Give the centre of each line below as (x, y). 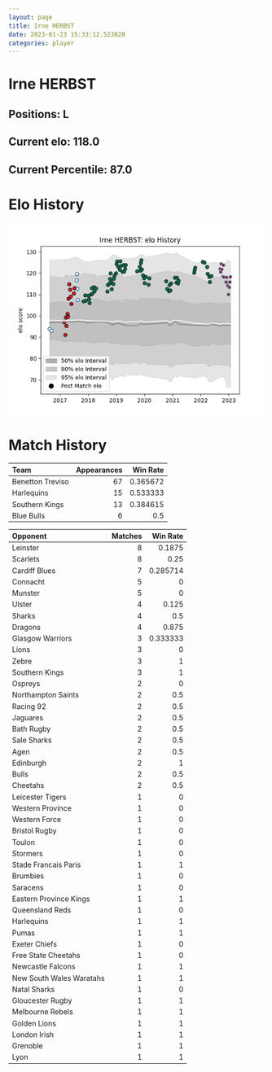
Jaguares (28, 717)
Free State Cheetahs (46, 956)
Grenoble (27, 1046)
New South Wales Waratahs (58, 978)
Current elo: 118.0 (54, 142)
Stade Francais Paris (46, 865)
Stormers (27, 853)
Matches (127, 536)
